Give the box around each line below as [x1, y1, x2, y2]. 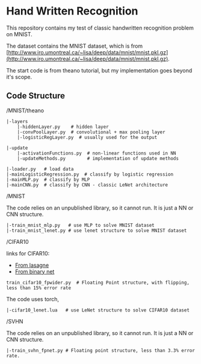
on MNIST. [6, 30, 33, 37]
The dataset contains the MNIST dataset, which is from [6, 42, 143, 49]
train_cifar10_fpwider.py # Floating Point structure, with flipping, [6, 279, 190, 286]
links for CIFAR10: [6, 249, 50, 257]
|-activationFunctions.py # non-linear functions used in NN [17, 150, 176, 156]
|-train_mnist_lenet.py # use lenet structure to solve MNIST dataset [6, 228, 187, 234]
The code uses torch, [6, 295, 59, 302]
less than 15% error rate [6, 285, 71, 291]
